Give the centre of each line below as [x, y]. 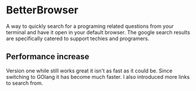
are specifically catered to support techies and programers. [78, 38]
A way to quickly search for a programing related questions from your [90, 26]
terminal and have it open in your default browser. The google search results [98, 32]
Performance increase [48, 57]
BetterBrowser [42, 10]
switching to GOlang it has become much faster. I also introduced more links [98, 77]
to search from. [25, 83]
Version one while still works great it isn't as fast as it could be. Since [89, 71]
